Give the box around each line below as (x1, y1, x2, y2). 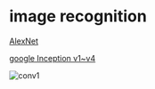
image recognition (9, 6, 147, 27)
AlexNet (9, 36, 38, 46)
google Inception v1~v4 (9, 53, 96, 63)
